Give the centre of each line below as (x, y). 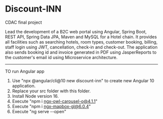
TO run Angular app (25, 71)
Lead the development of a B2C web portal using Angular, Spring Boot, (76, 31)
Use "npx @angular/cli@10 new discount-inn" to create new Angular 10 (83, 80)
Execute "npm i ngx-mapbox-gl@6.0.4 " (51, 106)
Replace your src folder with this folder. (51, 91)
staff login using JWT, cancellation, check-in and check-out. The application (81, 47)
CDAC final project (24, 22)
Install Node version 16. (35, 96)
